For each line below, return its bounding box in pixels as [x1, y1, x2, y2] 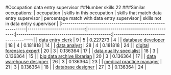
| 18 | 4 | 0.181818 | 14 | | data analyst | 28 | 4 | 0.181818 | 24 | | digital [5, 42, 149, 48]
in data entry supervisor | [5, 20, 59, 27]
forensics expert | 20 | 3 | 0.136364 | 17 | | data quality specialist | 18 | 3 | [5, 48, 158, 54]
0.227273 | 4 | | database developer [89, 37, 165, 43]
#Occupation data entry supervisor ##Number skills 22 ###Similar [5, 5, 145, 10]
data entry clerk [38, 37, 72, 43]
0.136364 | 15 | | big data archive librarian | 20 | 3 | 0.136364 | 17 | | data [5, 53, 156, 59]
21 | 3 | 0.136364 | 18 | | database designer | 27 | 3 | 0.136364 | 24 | [5, 64, 146, 70]
